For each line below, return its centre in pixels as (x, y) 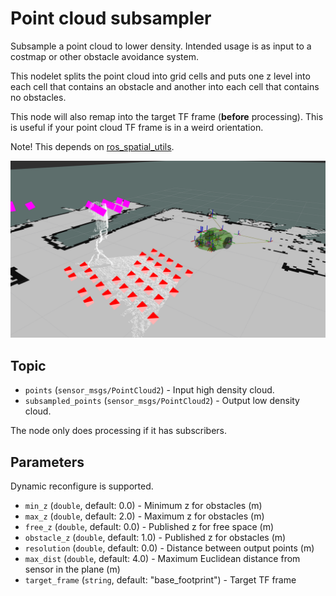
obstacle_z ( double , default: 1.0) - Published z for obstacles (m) (155, 538)
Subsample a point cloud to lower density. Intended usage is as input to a (161, 46)
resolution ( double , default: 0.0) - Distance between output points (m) (169, 548)
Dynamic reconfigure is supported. (82, 486)
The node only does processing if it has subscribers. (119, 431)
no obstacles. (38, 97)
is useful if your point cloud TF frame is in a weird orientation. (137, 127)
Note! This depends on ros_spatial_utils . (92, 146)
